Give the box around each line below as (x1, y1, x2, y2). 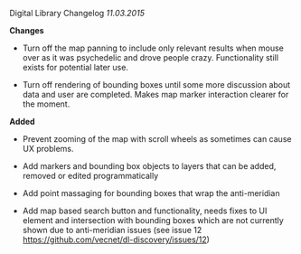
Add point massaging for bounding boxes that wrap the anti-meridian (22, 188, 280, 198)
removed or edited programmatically (22, 171, 159, 181)
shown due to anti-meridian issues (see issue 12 (22, 225, 202, 235)
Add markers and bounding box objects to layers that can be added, (22, 161, 277, 171)
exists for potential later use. (22, 62, 129, 72)
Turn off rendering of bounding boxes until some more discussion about (22, 80, 291, 89)
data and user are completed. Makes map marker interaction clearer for (22, 89, 289, 99)
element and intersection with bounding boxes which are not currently (22, 215, 285, 225)
